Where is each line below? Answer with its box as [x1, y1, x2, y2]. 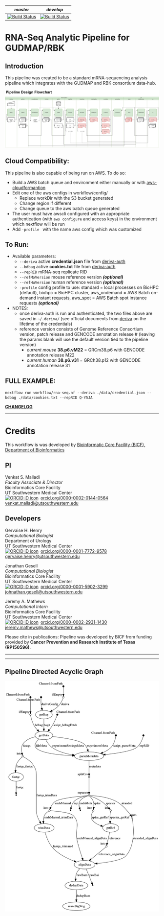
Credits [5, 425, 36, 437]
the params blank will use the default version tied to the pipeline [19, 336, 148, 343]
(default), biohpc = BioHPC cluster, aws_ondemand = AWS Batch [19, 290, 150, 296]
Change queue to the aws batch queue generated [19, 205, 120, 211]
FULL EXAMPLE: [5, 376, 56, 385]
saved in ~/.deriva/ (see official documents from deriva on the [19, 316, 146, 322]
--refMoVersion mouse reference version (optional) [19, 274, 123, 280]
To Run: [5, 240, 29, 249]
